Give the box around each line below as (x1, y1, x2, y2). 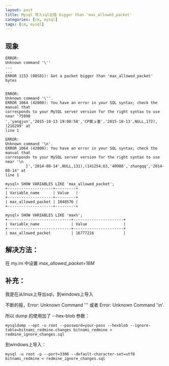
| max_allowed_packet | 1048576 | (5, 199, 79, 204)
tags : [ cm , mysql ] (5, 21, 44, 27)
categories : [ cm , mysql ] (5, 17, 58, 22)
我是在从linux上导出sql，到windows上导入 (5, 291, 94, 297)
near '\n (5, 159, 24, 165)
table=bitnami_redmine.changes (5, 327, 72, 332)
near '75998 (5, 114, 30, 119)
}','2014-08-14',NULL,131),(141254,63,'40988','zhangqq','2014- (25, 164, 165, 169)
